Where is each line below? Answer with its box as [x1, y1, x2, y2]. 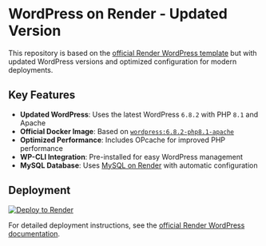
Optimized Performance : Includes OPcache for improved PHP [19, 135, 226, 145]
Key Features [8, 89, 76, 102]
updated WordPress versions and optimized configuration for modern [8, 57, 237, 66]
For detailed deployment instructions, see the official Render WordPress [8, 220, 245, 230]
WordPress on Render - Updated [8, 5, 228, 23]
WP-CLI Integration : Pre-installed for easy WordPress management [19, 152, 244, 161]
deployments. [8, 65, 54, 74]
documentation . [8, 228, 61, 238]
